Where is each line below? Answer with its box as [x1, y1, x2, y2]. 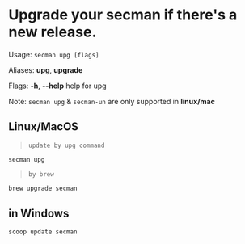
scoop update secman [8, 228, 78, 236]
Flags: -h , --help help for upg [8, 81, 107, 90]
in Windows [8, 206, 70, 220]
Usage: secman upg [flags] [8, 49, 99, 59]
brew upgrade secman [8, 184, 78, 192]
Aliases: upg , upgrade [8, 65, 83, 74]
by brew [27, 170, 54, 179]
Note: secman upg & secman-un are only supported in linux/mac [8, 96, 216, 106]
